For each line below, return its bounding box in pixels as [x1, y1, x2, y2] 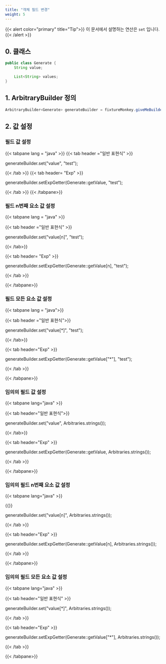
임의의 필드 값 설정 [5, 388, 46, 395]
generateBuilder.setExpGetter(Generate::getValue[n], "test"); [5, 263, 129, 269]
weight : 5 [5, 12, 26, 17]
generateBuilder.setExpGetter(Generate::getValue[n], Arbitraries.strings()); [5, 541, 157, 547]
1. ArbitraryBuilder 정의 [5, 94, 77, 102]
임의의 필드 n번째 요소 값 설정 [5, 482, 71, 488]
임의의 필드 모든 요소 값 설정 [5, 573, 67, 580]
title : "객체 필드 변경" [5, 7, 50, 12]
